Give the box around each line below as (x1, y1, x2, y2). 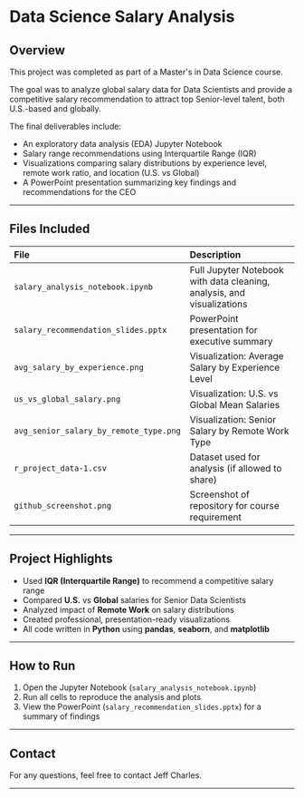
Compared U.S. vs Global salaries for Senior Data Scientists (22, 594, 247, 605)
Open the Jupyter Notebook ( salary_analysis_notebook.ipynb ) (22, 682, 257, 693)
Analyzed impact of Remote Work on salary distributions (22, 604, 235, 615)
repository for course (189, 499, 280, 511)
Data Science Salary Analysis (9, 6, 235, 27)
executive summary (189, 335, 273, 347)
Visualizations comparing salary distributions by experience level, (22, 158, 267, 169)
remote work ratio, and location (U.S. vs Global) (22, 168, 200, 178)
